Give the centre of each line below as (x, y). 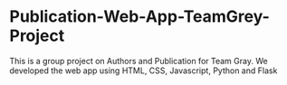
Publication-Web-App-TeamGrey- (139, 17)
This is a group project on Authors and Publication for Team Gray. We (139, 61)
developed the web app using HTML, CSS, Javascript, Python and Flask (143, 71)
